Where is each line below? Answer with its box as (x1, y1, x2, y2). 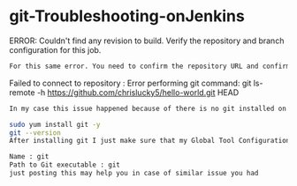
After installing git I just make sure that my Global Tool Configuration (9, 137, 291, 145)
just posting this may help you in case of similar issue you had (9, 169, 259, 178)
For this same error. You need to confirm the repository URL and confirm (9, 62, 291, 71)
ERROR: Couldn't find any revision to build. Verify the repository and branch (9, 35, 285, 46)
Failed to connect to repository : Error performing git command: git (9, 78, 252, 88)
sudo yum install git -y (9, 120, 101, 129)
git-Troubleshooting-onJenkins (9, 6, 245, 26)
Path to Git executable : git (9, 160, 121, 169)
